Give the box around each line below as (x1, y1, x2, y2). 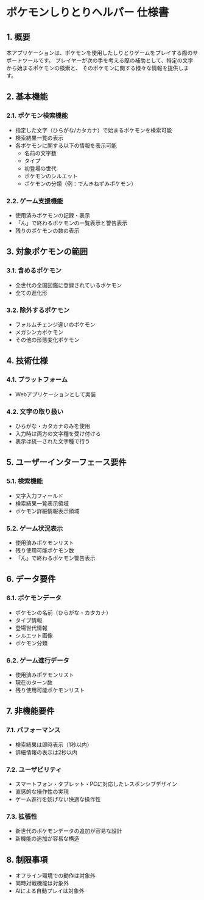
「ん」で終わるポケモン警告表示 (15, 554, 96, 562)
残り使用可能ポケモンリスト (15, 686, 85, 694)
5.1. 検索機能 (6, 477, 43, 485)
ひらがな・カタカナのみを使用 (15, 422, 90, 429)
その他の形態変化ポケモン (15, 336, 80, 343)
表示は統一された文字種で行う (15, 437, 90, 445)
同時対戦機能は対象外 (15, 880, 69, 887)
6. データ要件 (6, 574, 56, 584)
